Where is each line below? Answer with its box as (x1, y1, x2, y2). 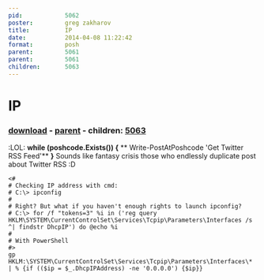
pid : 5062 (8, 11, 80, 20)
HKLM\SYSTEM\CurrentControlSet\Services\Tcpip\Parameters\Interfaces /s (8, 216, 253, 225)
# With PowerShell (8, 237, 69, 245)
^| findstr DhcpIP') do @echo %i (8, 223, 119, 231)
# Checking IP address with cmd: (8, 182, 119, 190)
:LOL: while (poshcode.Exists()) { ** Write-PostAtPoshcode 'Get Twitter (8, 143, 244, 152)
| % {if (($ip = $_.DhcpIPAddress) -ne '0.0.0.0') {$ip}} (8, 265, 203, 273)
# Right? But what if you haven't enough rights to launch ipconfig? (8, 203, 243, 211)
